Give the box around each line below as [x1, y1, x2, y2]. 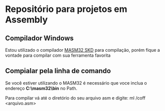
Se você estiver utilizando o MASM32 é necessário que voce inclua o [5, 80, 147, 86]
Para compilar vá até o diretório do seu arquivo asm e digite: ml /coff [5, 95, 146, 101]
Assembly [5, 14, 48, 25]
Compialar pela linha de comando [5, 67, 111, 75]
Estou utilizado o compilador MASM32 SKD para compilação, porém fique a [5, 47, 160, 53]
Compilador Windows [5, 34, 74, 42]
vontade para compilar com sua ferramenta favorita [5, 52, 111, 58]
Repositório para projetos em [5, 3, 128, 15]
